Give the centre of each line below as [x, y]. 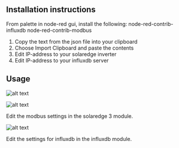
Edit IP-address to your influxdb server [62, 60]
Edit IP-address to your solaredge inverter [66, 54]
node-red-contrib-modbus [59, 30]
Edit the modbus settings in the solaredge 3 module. [70, 116]
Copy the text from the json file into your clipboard [76, 41]
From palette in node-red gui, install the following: [67, 24]
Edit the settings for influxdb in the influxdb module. [69, 139]
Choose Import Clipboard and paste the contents [74, 48]
